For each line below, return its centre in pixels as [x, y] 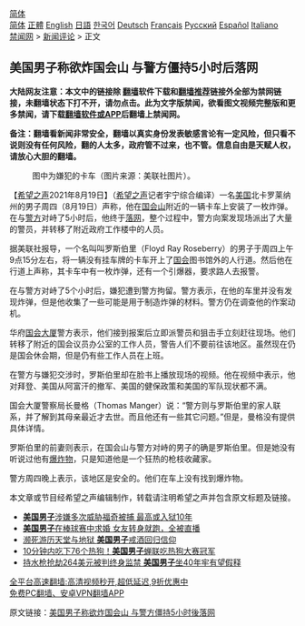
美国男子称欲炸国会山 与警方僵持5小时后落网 [134, 68]
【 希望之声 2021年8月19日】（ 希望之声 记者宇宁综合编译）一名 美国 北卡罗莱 [146, 195]
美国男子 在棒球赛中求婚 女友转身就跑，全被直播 [111, 528]
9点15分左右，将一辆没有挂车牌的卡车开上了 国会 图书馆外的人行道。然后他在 [151, 259]
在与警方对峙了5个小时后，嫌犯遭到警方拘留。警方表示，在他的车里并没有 [147, 290]
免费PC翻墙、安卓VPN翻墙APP [67, 592]
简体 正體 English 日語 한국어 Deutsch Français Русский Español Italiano [144, 25]
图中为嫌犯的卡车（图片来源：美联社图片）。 [113, 176]
